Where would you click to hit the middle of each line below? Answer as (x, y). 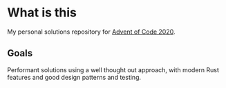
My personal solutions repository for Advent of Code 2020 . (91, 32)
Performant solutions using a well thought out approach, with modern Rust (113, 69)
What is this (42, 13)
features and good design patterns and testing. (74, 77)
